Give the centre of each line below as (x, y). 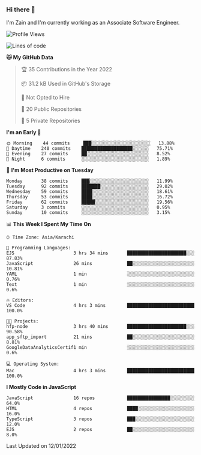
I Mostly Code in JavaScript (41, 387)
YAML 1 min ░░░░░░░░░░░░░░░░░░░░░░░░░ (100, 274)
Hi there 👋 (21, 10)
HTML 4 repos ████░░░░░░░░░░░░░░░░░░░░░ (100, 409)
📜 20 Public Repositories (51, 109)
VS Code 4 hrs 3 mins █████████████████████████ (100, 306)
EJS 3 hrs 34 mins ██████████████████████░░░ (100, 253)
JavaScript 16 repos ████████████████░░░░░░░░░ (100, 398)
